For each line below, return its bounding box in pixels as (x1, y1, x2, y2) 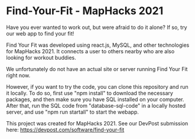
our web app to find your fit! (6, 30, 74, 37)
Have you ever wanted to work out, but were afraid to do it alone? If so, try (6, 24, 187, 31)
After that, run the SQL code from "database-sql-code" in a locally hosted (6, 102, 186, 109)
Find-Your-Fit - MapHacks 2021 (6, 4, 164, 18)
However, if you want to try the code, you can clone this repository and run (6, 83, 188, 90)
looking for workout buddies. (6, 54, 77, 61)
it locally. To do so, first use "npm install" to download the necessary (6, 89, 173, 96)
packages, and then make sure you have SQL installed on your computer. (6, 96, 184, 103)
